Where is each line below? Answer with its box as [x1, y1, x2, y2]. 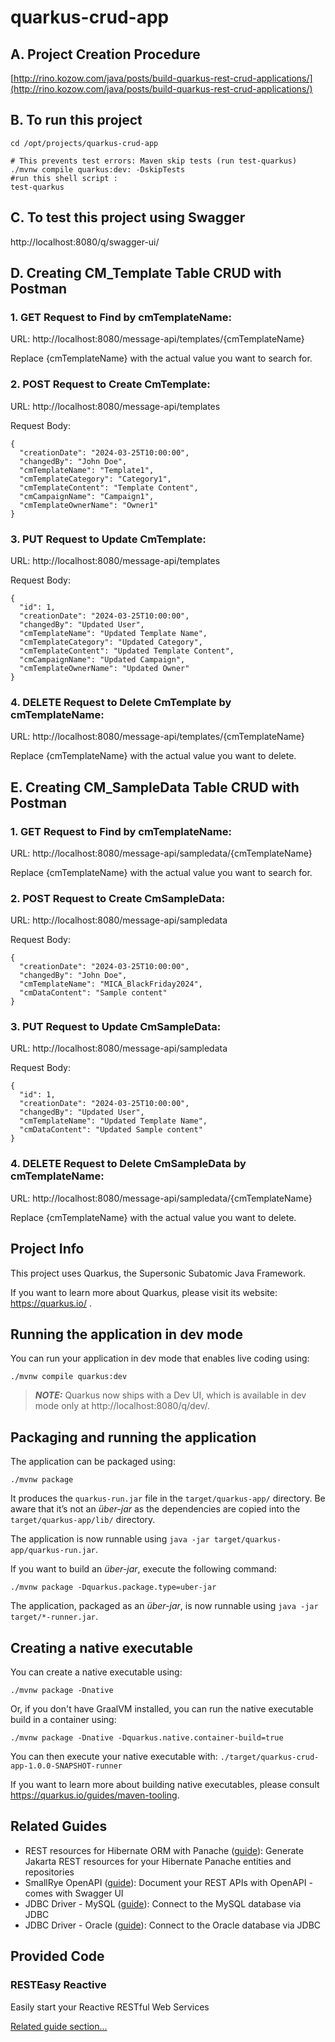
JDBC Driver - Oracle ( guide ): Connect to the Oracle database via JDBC [24, 1919, 322, 1931]
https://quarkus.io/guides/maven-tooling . [10, 1789, 180, 1801]
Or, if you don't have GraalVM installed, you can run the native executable [10, 1703, 314, 1715]
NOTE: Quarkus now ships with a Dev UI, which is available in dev [34, 1389, 307, 1401]
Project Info [10, 1241, 85, 1258]
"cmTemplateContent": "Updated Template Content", [19, 646, 235, 656]
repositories [24, 1866, 75, 1878]
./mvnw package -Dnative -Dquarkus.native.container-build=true [10, 1733, 284, 1743]
